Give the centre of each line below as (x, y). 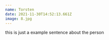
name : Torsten (20, 10)
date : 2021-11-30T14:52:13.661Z (38, 14)
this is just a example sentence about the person (54, 33)
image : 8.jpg (19, 19)
